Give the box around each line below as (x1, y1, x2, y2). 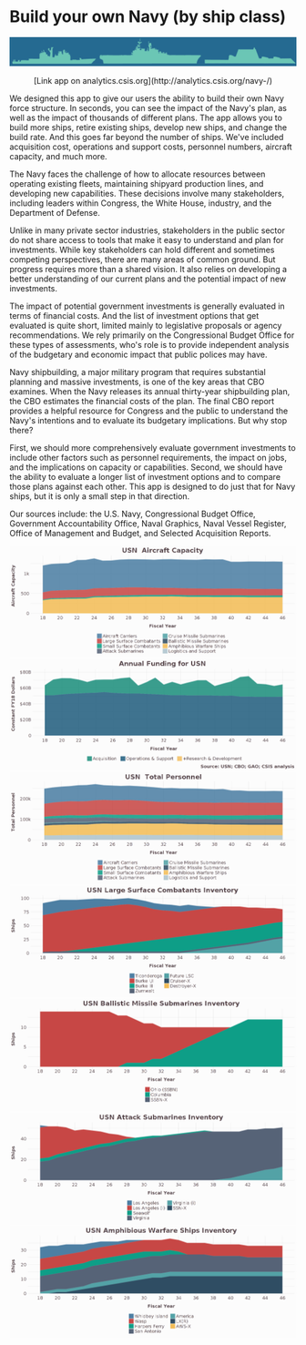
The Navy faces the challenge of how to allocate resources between (9, 168, 266, 179)
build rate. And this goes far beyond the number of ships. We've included (9, 132, 284, 143)
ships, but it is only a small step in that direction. (9, 491, 190, 502)
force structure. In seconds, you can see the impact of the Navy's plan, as (9, 103, 287, 114)
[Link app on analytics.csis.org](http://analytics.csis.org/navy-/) (33, 76, 273, 87)
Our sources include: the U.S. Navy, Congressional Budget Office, (9, 508, 257, 520)
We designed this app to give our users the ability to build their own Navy (9, 93, 285, 104)
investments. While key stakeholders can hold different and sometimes (9, 244, 275, 256)
